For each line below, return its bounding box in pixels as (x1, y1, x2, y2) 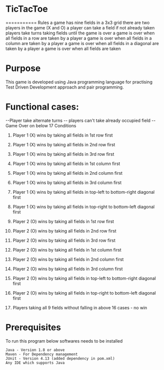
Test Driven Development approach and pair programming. (5, 84, 124, 90)
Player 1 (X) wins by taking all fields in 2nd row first (12, 141, 115, 147)
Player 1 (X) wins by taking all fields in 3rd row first (12, 151, 114, 157)
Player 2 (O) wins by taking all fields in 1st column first (12, 247, 122, 253)
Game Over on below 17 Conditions (5, 122, 77, 128)
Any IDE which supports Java (5, 360, 65, 365)
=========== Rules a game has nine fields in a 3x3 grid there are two (5, 20, 150, 25)
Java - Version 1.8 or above (5, 347, 65, 352)
